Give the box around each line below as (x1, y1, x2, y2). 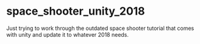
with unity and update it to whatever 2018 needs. (6, 31, 129, 38)
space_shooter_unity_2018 (6, 4, 145, 18)
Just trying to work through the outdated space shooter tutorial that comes (6, 24, 195, 32)
